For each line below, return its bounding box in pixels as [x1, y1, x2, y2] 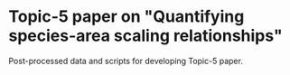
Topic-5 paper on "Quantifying [8, 6, 245, 27]
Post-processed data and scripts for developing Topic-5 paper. [8, 55, 243, 66]
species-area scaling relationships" [8, 25, 283, 46]
